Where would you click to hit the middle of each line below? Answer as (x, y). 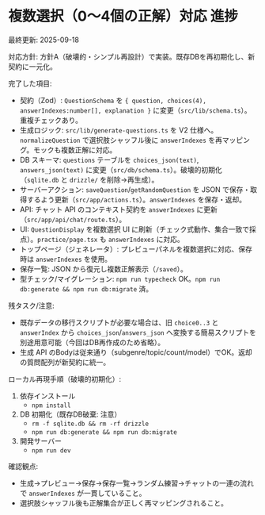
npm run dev (51, 450)
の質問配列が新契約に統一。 (65, 362)
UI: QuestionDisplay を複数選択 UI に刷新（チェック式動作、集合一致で (134, 229)
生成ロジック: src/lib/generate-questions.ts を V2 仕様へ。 (119, 130)
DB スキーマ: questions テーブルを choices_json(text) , (109, 159)
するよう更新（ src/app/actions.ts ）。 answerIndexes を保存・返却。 (136, 199)
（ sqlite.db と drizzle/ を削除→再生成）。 (89, 179)
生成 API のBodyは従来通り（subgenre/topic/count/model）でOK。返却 (136, 352)
